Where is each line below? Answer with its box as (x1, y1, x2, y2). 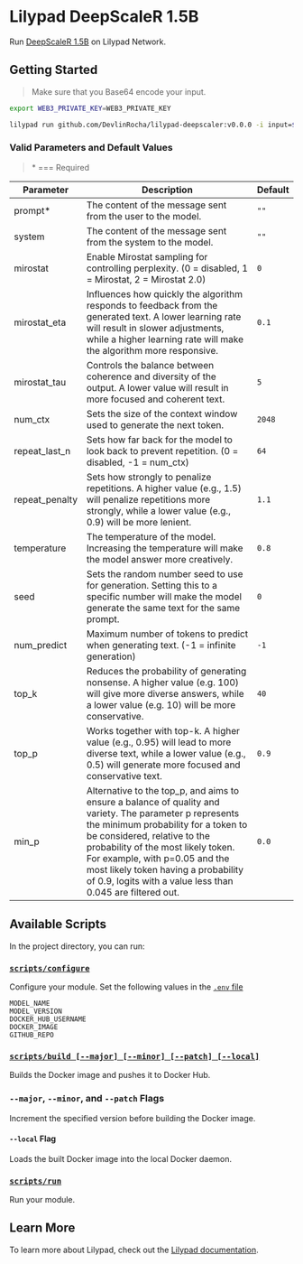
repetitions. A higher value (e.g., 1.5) (86, 481, 242, 494)
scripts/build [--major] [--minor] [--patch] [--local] (9, 1051, 260, 1062)
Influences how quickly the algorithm (86, 287, 243, 300)
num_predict (14, 638, 68, 651)
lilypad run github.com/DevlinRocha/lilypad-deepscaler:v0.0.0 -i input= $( (9, 120, 300, 129)
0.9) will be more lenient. (86, 516, 192, 528)
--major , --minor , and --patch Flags (9, 1092, 165, 1105)
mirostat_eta (14, 316, 67, 329)
